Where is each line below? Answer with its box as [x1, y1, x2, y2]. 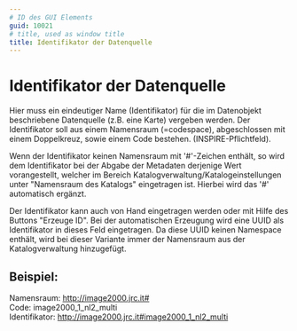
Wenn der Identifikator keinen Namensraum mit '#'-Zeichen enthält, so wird [9, 151, 285, 162]
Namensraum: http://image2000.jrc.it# [9, 293, 150, 303]
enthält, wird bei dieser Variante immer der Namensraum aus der [9, 234, 246, 245]
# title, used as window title [9, 29, 125, 38]
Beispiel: [9, 269, 59, 284]
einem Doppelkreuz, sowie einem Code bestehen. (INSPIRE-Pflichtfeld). [9, 134, 272, 145]
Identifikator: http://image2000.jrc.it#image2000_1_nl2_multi [9, 311, 229, 322]
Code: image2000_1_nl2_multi [9, 303, 118, 312]
